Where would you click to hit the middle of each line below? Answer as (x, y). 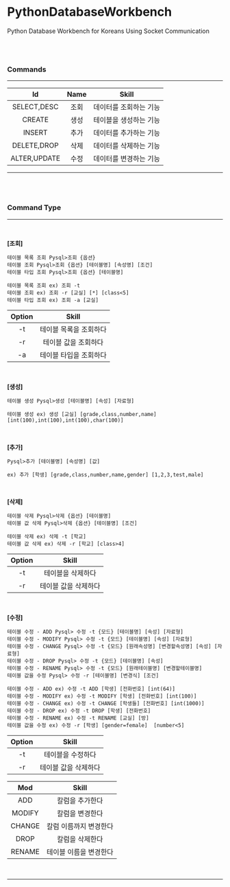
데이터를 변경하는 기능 (127, 159)
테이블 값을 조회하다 (73, 342)
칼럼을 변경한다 (80, 813)
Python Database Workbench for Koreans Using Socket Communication (108, 31)
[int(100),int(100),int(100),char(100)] (66, 420)
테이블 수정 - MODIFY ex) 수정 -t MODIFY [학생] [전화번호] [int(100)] (102, 696)
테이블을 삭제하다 (70, 573)
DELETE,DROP (36, 146)
